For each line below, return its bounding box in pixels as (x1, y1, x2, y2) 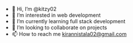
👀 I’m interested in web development (11, 12, 101, 19)
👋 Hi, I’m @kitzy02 (11, 6, 57, 12)
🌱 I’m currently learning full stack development (11, 18, 126, 24)
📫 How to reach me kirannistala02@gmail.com (11, 31, 127, 37)
